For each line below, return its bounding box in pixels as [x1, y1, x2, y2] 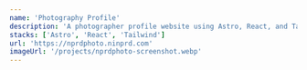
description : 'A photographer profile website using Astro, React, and [9, 22, 288, 31]
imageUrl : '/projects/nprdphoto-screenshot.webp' [9, 47, 203, 56]
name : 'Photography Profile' [9, 13, 121, 23]
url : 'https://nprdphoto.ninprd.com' [9, 38, 153, 48]
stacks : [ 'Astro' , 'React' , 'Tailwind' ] [9, 30, 166, 39]
